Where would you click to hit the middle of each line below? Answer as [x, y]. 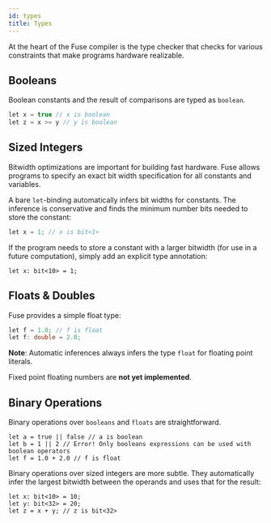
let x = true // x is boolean [59, 115]
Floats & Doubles [52, 296]
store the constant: [40, 217]
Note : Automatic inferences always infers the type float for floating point [131, 353]
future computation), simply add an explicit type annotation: [108, 256]
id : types [25, 16]
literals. [21, 362]
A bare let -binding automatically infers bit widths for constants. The [122, 200]
